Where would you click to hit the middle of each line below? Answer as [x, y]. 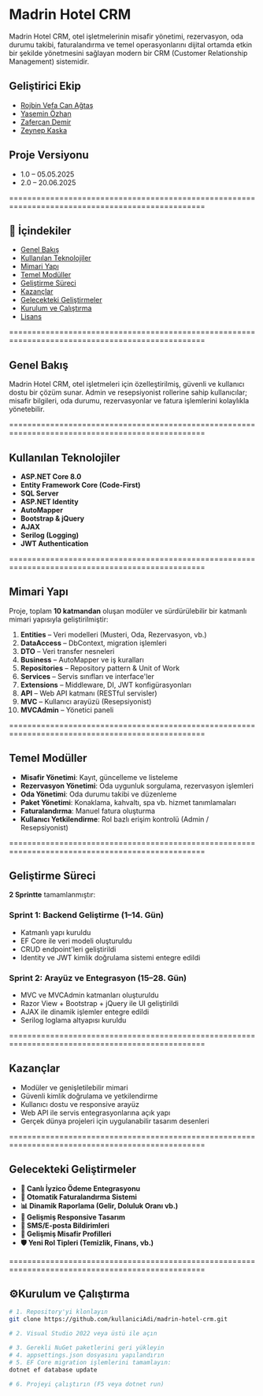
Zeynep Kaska [44, 130]
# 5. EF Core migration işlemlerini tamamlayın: [90, 1362]
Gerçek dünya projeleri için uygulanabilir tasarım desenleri [115, 1121]
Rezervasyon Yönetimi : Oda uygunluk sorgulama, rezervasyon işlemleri [137, 785]
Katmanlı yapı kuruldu [56, 932]
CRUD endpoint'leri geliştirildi [68, 949]
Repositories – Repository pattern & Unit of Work [100, 668]
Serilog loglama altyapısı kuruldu [73, 1020]
